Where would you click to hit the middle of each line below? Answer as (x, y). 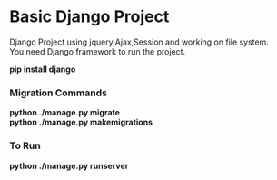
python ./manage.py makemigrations (81, 122)
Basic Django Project (89, 17)
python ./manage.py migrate (65, 113)
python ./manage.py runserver (69, 165)
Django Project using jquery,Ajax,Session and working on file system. (139, 42)
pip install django (43, 69)
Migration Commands (58, 93)
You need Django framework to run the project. (98, 51)
